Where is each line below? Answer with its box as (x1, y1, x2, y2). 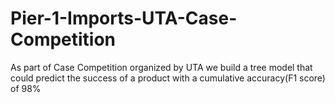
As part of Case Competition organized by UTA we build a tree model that (10, 61, 313, 73)
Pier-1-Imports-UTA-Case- (10, 7, 238, 30)
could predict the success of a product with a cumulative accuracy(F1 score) (10, 72, 326, 84)
